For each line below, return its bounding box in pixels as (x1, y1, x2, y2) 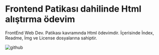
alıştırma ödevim (5, 14, 75, 25)
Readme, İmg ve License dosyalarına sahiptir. (5, 35, 97, 41)
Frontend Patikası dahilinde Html (5, 3, 142, 15)
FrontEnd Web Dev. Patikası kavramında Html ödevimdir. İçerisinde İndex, (5, 30, 155, 36)
